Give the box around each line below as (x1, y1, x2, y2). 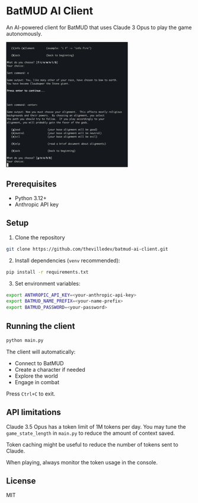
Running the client (6, 321, 75, 331)
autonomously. (6, 30, 43, 37)
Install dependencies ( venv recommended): (14, 257, 120, 264)
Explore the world (14, 372, 58, 379)
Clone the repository (14, 233, 65, 241)
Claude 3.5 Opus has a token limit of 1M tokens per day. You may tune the (6, 423, 186, 430)
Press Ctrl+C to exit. (6, 390, 56, 397)
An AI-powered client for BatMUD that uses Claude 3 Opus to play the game (6, 24, 192, 31)
